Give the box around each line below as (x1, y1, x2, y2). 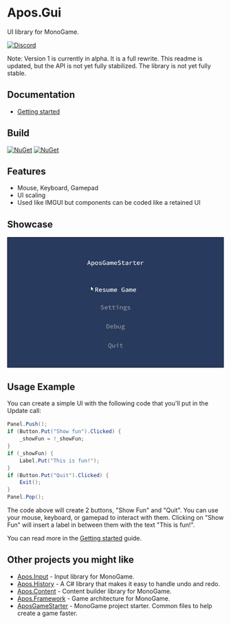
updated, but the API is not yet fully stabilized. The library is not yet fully (7, 61, 211, 70)
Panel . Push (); (7, 421, 48, 428)
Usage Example (7, 381, 76, 392)
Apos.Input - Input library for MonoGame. (16, 572, 135, 581)
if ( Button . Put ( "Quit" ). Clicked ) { (7, 472, 109, 479)
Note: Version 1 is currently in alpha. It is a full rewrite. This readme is (7, 54, 203, 63)
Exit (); (19, 479, 41, 486)
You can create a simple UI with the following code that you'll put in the (7, 399, 208, 407)
